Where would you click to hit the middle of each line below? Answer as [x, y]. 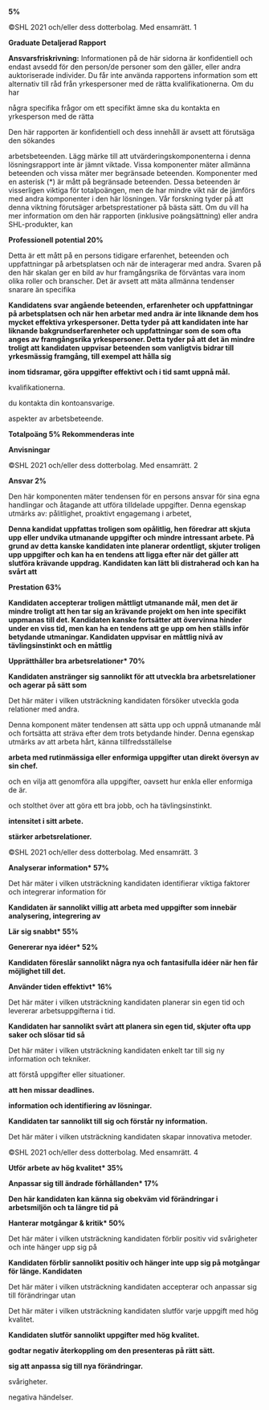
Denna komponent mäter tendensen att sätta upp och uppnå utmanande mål [134, 725]
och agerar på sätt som [47, 685]
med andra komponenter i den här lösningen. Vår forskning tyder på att [126, 199]
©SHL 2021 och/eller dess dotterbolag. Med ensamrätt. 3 [103, 852]
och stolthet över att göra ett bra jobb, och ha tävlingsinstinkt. [110, 805]
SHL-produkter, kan [41, 224]
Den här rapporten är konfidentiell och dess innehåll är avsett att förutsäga [132, 132]
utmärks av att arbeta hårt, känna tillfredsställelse [90, 742]
